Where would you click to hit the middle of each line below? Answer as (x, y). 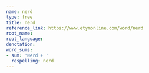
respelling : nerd (33, 61)
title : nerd (21, 22)
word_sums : (19, 50)
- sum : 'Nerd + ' (27, 55)
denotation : (21, 45)
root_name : (19, 34)
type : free (19, 17)
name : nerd (19, 11)
